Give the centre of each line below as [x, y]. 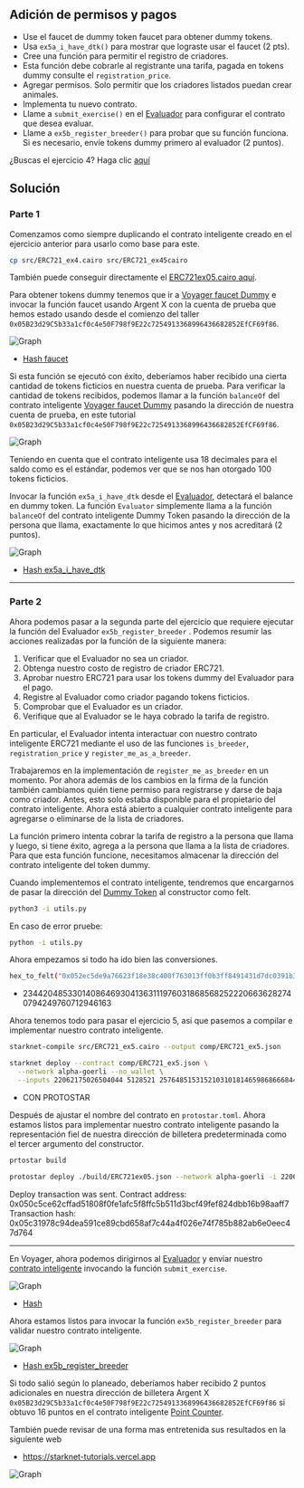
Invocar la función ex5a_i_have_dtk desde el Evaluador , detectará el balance [152, 496]
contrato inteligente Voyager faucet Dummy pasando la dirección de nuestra [152, 405]
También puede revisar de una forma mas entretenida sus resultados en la [148, 1429]
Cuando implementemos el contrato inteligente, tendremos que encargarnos [152, 882]
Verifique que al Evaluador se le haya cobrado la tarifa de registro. [146, 716]
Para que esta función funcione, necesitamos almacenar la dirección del [144, 855]
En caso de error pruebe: [56, 926]
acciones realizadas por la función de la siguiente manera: [118, 641]
